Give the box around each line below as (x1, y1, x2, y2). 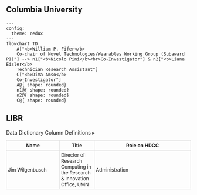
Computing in (60, 163, 91, 170)
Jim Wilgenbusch (8, 166, 47, 173)
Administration (96, 166, 129, 173)
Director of (60, 152, 86, 158)
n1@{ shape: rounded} (16, 87, 69, 93)
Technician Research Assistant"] (16, 66, 98, 72)
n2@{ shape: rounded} (16, 92, 69, 98)
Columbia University (6, 5, 83, 15)
